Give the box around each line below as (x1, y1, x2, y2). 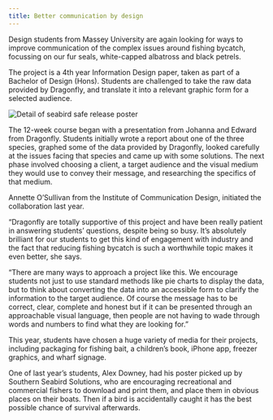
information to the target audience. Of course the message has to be (8, 293, 238, 303)
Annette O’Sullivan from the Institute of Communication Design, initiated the (8, 192, 262, 202)
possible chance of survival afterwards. (8, 402, 141, 412)
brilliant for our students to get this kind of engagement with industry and (8, 234, 253, 244)
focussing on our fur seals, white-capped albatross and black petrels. (8, 51, 241, 61)
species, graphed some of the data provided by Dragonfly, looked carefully (8, 142, 260, 151)
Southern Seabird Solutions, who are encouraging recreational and (8, 376, 232, 387)
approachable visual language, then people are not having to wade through (8, 310, 260, 320)
